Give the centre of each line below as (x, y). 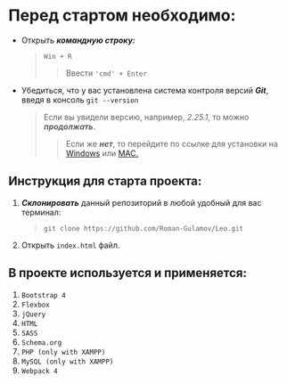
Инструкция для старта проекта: (105, 181)
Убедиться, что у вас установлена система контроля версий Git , (145, 90)
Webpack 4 (40, 371)
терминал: (41, 212)
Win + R (57, 56)
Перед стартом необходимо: (122, 16)
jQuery (33, 314)
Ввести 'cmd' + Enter (107, 73)
